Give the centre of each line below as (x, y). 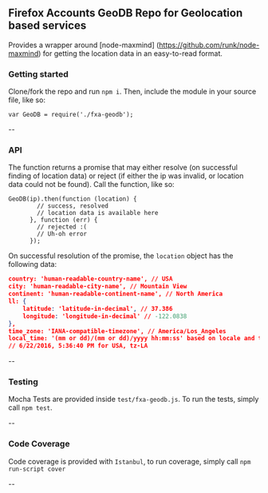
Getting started (39, 74)
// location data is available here (98, 213)
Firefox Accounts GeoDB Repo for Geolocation (126, 13)
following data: (33, 264)
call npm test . (31, 408)
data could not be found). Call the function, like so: (91, 185)
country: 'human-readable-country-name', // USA (91, 279)
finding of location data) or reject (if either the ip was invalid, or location (126, 176)
